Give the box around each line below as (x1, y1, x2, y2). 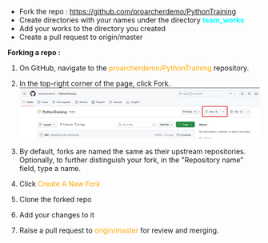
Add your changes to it (18, 209, 95, 219)
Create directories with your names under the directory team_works (18, 15, 245, 25)
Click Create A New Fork (18, 179, 101, 189)
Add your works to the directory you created (18, 24, 166, 33)
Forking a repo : (7, 48, 61, 57)
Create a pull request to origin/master (18, 32, 143, 42)
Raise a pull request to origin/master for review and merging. (18, 225, 219, 235)
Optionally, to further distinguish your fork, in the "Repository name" (18, 155, 244, 165)
